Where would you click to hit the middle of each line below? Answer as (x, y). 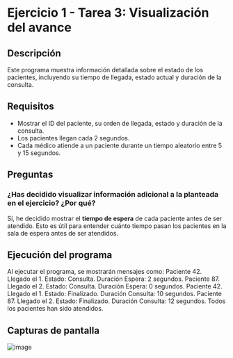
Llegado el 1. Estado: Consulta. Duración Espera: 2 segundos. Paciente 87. (114, 279)
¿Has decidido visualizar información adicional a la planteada (113, 195)
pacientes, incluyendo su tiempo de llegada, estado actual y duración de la (114, 77)
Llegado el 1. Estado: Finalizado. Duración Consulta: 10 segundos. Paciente (115, 294)
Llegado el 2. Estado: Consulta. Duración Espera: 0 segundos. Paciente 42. (115, 286)
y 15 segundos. (39, 153)
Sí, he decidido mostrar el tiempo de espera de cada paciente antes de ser (115, 218)
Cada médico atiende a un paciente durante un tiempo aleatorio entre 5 (120, 145)
